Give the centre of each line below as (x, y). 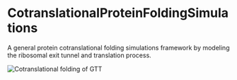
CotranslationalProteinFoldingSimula (118, 13)
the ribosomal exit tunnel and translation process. (80, 55)
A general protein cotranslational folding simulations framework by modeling (118, 47)
